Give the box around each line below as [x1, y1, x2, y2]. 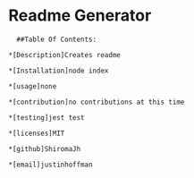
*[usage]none [8, 81, 57, 90]
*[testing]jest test [8, 113, 86, 122]
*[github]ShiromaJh [8, 144, 81, 153]
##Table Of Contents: [16, 35, 97, 44]
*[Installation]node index [8, 66, 109, 75]
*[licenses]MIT [8, 129, 65, 138]
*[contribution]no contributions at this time [8, 97, 185, 106]
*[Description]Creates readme [8, 50, 122, 59]
